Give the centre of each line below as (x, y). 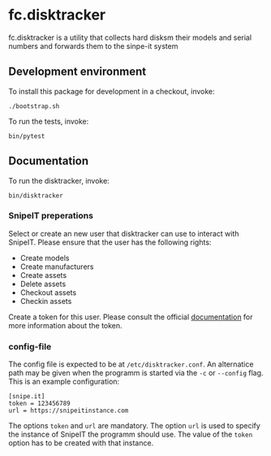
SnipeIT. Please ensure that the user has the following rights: (110, 242)
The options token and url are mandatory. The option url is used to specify (135, 426)
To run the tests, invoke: (49, 121)
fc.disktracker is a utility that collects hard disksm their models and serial (130, 37)
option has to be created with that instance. (81, 443)
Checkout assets (48, 292)
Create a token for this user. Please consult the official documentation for (131, 317)
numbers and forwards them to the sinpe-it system (93, 46)
